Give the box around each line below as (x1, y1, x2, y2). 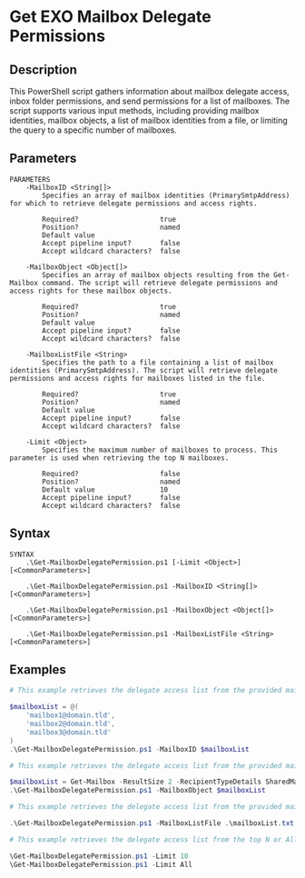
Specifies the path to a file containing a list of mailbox (42, 357, 274, 367)
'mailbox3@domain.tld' (25, 727, 112, 737)
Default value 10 (42, 484, 169, 494)
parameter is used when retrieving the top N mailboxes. (9, 453, 230, 463)
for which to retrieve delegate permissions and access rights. (9, 198, 258, 208)
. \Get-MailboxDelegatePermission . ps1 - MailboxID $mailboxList (9, 744, 250, 753)
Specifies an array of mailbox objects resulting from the (42, 270, 271, 279)
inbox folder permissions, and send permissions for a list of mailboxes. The (9, 95, 290, 106)
